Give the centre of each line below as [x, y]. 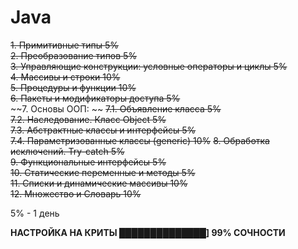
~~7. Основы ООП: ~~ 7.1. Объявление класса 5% [116, 108]
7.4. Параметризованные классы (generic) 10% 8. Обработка [140, 140]
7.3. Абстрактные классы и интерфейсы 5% [103, 130]
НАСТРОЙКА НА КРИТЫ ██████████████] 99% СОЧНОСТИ [148, 232]
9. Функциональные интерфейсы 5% [88, 162]
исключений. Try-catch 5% [67, 151]
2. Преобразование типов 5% [74, 55]
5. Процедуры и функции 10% [73, 87]
